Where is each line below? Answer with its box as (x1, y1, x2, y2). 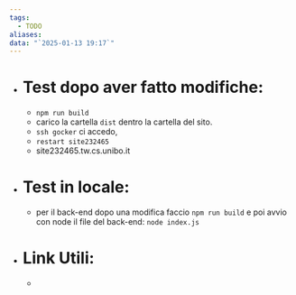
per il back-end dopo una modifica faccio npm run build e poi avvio (35, 207, 287, 217)
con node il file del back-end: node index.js (35, 217, 200, 227)
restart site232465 (35, 137, 110, 147)
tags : (9, 13, 30, 23)
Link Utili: (22, 248, 95, 269)
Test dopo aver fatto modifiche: (22, 78, 264, 97)
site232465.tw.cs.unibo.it (35, 145, 131, 156)
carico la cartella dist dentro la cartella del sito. (35, 116, 213, 127)
